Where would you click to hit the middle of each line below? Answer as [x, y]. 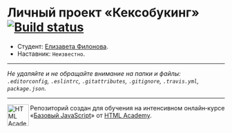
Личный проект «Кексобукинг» [103, 13]
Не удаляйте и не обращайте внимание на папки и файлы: [94, 73]
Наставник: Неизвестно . [51, 54]
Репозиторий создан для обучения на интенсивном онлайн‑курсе [127, 108]
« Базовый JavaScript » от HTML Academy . [91, 115]
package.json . [27, 88]
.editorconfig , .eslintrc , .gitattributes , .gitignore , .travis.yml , [103, 81]
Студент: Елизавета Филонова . [62, 46]
